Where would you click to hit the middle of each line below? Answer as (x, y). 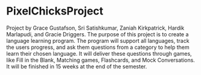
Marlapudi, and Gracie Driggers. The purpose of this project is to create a (97, 34)
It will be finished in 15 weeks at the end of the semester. (77, 66)
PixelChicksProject (55, 11)
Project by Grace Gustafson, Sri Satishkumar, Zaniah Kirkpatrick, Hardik (95, 28)
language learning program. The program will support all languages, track (98, 41)
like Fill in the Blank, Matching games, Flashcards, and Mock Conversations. (101, 60)
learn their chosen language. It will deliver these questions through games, (99, 53)
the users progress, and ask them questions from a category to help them (98, 47)
